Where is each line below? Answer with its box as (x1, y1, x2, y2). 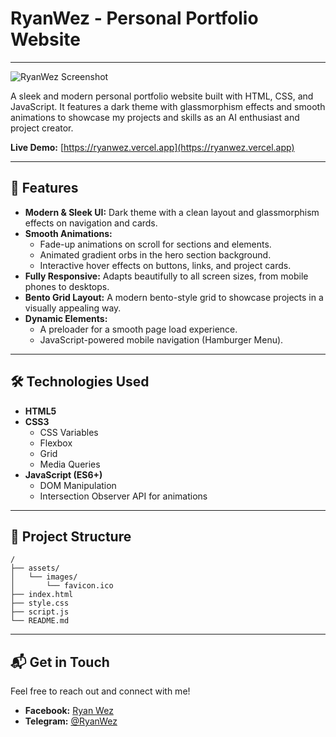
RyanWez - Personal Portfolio (10, 7, 259, 30)
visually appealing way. (24, 302, 122, 314)
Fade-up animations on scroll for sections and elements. (39, 238, 272, 250)
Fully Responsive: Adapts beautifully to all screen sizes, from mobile (24, 270, 309, 282)
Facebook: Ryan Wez (24, 705, 114, 717)
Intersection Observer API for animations (39, 490, 208, 502)
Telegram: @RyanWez (24, 715, 118, 727)
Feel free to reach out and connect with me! (10, 685, 191, 697)
